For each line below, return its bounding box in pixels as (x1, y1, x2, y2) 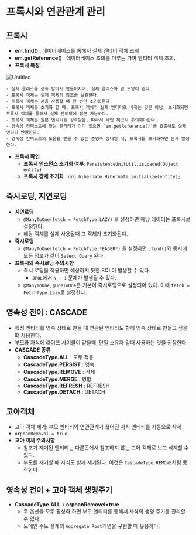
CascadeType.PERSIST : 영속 (23, 361, 95, 368)
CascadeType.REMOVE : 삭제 (23, 368, 95, 375)
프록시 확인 (14, 153, 40, 160)
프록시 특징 (14, 62, 40, 69)
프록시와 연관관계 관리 (6, 5, 105, 19)
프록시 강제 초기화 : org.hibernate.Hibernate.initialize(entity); (23, 173, 181, 179)
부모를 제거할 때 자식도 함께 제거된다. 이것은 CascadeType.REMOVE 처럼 (23, 459, 181, 466)
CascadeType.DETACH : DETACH (23, 388, 105, 396)
